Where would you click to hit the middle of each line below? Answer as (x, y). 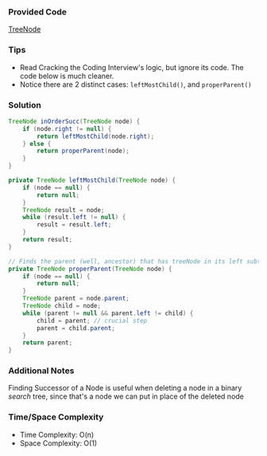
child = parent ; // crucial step (92, 320)
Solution (25, 104)
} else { (37, 143)
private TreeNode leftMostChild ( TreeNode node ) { (92, 181)
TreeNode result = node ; (64, 210)
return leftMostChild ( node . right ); (96, 136)
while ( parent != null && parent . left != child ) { (108, 313)
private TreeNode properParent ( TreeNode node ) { (90, 269)
